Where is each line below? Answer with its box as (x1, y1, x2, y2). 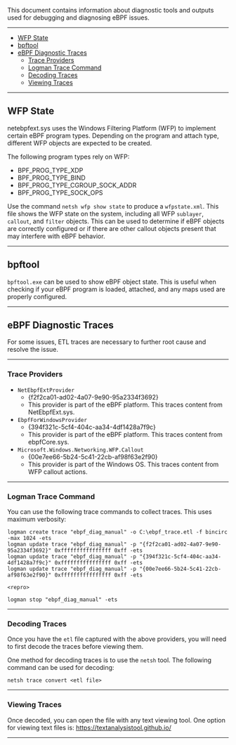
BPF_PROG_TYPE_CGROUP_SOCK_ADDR (17, 180, 137, 189)
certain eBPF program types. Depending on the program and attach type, (7, 131, 219, 140)
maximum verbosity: (7, 515, 67, 524)
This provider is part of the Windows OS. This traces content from (27, 460, 219, 468)
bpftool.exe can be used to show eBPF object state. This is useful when (7, 277, 216, 286)
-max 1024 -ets (7, 535, 52, 542)
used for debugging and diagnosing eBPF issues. (7, 13, 150, 22)
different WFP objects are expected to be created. (7, 138, 152, 147)
